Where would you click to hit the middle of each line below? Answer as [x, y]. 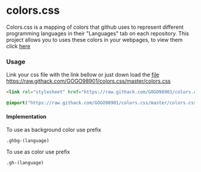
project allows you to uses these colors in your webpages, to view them [95, 40]
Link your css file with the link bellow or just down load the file [83, 75]
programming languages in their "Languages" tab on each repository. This [98, 33]
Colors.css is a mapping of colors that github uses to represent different [95, 27]
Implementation [26, 116]
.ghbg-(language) [28, 141]
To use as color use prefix [38, 152]
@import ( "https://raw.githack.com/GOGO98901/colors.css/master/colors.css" [103, 103]
